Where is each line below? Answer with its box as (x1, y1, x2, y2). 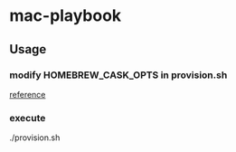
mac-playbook (9, 5, 122, 26)
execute (9, 111, 46, 124)
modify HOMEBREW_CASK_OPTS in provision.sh (9, 69, 228, 81)
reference (9, 89, 46, 100)
